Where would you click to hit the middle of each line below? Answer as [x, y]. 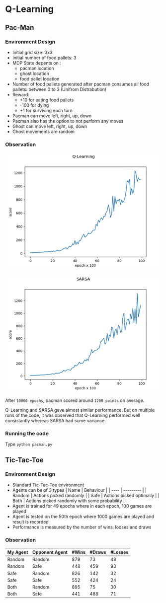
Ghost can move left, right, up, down [50, 126]
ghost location [35, 74]
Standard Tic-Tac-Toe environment [48, 485]
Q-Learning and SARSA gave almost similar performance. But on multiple [80, 410]
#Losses [119, 552]
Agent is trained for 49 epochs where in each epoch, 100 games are [82, 506]
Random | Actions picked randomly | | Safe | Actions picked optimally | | [86, 496]
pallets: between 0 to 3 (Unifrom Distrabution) [59, 89]
